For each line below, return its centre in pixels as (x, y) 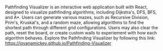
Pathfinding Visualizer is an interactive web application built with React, (77, 7)
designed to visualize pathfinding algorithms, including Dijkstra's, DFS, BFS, (81, 12)
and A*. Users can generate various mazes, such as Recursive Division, (77, 17)
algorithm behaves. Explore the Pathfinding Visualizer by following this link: (80, 38)
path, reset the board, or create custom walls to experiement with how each (81, 33)
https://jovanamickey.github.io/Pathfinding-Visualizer (58, 43)
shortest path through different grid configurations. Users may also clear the (81, 28)
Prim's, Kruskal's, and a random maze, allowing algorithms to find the (75, 22)
